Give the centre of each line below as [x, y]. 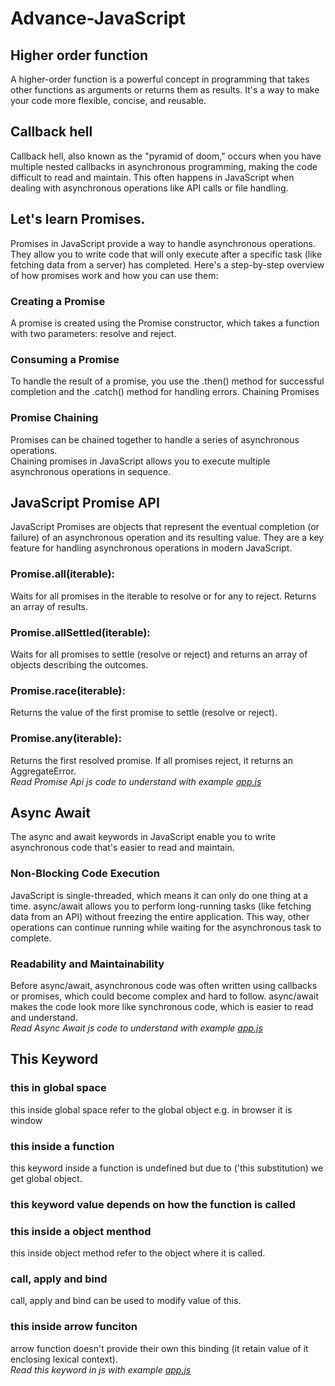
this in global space [58, 1088]
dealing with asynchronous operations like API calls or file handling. [149, 188]
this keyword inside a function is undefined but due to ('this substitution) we [167, 1168]
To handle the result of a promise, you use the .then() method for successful [167, 381]
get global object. [46, 1178]
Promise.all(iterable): [63, 574]
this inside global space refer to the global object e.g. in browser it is [151, 1109]
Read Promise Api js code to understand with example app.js [136, 781]
